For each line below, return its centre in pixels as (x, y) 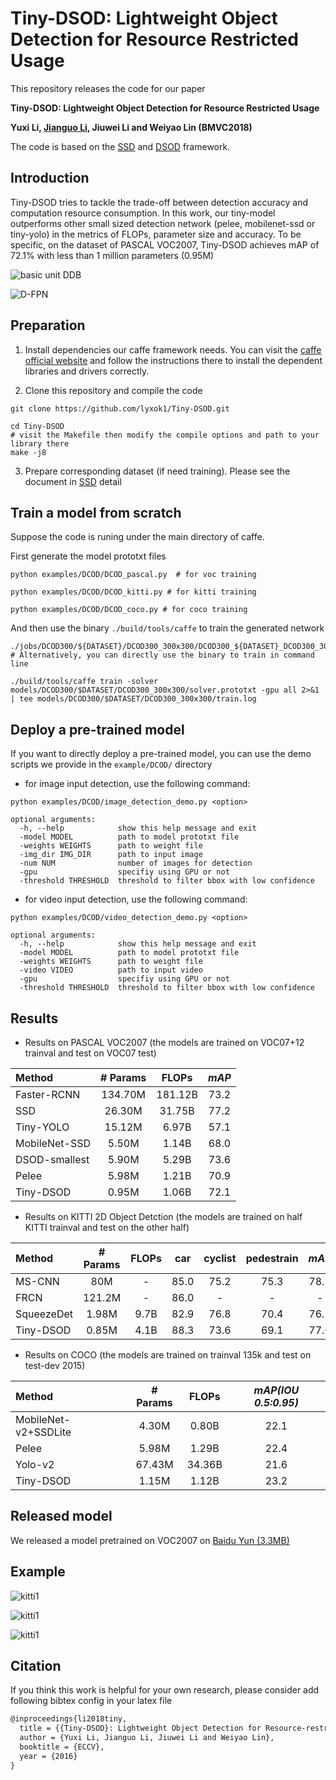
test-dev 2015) (55, 1365)
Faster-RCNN (48, 1094)
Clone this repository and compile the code (113, 390)
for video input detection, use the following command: (136, 899)
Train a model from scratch (96, 512)
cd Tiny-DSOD (37, 426)
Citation (36, 1666)
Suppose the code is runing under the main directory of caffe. (137, 537)
